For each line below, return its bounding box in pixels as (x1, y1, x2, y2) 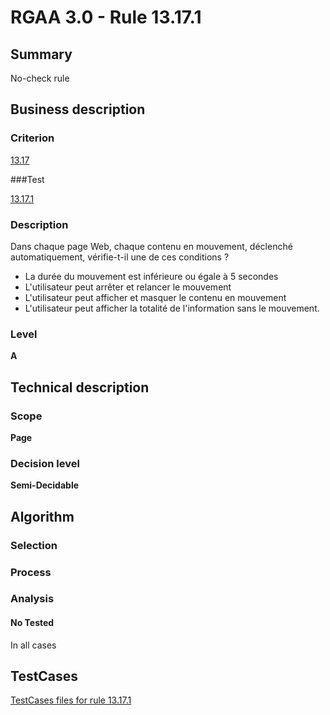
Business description (10, 101, 146, 118)
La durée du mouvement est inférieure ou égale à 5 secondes (24, 270, 279, 282)
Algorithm (10, 508, 75, 525)
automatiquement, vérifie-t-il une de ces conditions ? (10, 251, 230, 263)
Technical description (10, 379, 150, 396)
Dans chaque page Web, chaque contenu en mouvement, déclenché (10, 240, 293, 252)
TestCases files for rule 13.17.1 (10, 694, 132, 706)
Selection (10, 538, 58, 552)
